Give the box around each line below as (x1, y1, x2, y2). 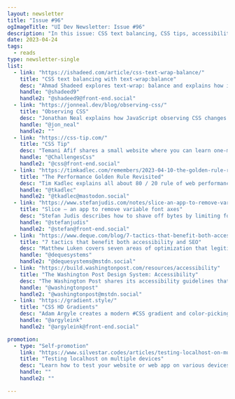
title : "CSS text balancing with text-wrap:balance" (20, 75, 177, 83)
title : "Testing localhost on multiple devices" (20, 356, 164, 363)
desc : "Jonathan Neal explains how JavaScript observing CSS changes (20, 114, 227, 121)
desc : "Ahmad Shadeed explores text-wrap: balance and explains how (20, 82, 224, 89)
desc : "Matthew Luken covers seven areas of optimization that (20, 245, 208, 252)
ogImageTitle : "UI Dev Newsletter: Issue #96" (7, 23, 145, 30)
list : (7, 62, 23, 69)
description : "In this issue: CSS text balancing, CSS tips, (7, 29, 190, 37)
